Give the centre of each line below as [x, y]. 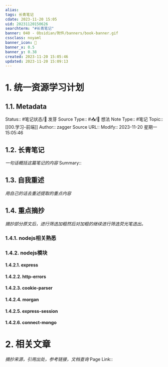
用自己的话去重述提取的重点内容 [38, 193]
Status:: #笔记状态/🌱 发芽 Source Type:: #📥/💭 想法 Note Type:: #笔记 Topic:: [84, 119]
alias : [12, 10]
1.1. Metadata [26, 106]
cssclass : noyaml [23, 38]
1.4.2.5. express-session [32, 311]
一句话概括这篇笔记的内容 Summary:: [43, 163]
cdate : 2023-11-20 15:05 [31, 19]
